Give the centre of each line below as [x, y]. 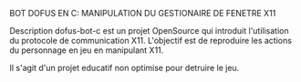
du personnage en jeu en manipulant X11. [87, 50]
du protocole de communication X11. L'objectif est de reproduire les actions [150, 41]
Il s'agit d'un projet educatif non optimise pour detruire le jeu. [125, 68]
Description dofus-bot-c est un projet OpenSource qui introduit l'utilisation [149, 31]
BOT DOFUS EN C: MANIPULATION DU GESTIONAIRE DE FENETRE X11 [143, 13]
